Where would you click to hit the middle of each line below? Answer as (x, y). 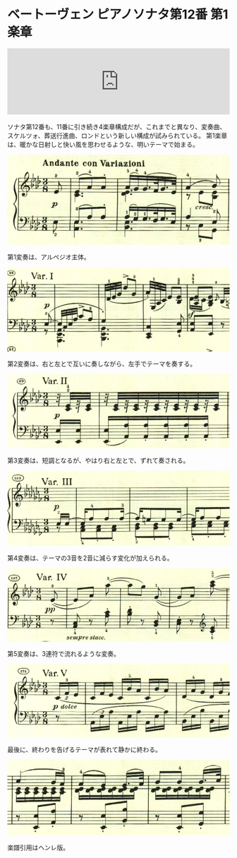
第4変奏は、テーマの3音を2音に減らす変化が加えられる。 (90, 558)
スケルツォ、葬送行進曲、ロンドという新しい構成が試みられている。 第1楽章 (117, 136)
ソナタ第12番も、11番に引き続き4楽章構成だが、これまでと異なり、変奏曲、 (117, 126)
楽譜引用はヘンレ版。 (38, 847)
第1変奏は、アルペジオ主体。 (49, 257)
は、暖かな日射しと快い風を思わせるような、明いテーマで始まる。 (103, 144)
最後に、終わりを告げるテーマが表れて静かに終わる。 (85, 750)
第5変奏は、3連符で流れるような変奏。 (63, 654)
